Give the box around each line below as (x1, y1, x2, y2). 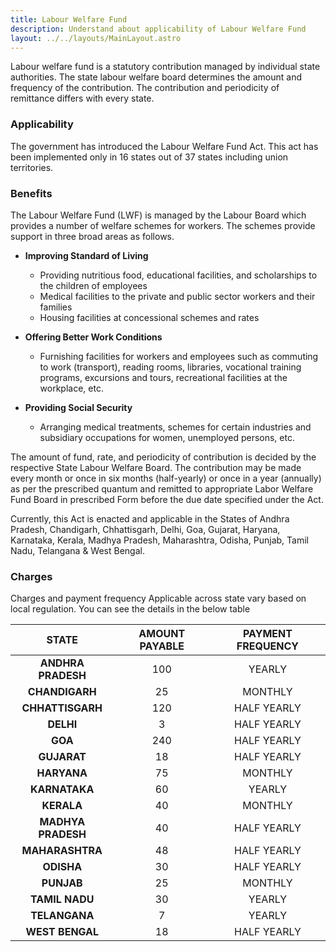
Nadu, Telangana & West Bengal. (10, 544, 145, 556)
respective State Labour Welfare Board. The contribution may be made (10, 461, 302, 473)
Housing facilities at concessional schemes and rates (39, 311, 260, 323)
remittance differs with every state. (10, 92, 155, 105)
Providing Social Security (24, 401, 133, 413)
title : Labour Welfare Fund (10, 14, 128, 25)
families (39, 301, 73, 313)
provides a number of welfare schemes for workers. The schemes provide (10, 219, 316, 231)
